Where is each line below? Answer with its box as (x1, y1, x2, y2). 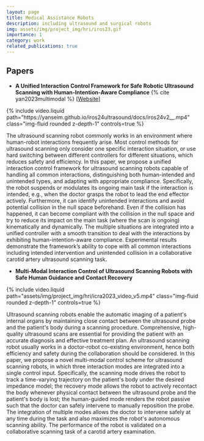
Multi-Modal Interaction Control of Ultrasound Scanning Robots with (15, 267, 192, 274)
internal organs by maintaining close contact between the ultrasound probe (6, 317, 196, 325)
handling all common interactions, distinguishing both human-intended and (6, 171, 195, 178)
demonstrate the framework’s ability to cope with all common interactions (6, 243, 191, 250)
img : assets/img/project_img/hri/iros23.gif (6, 26, 122, 32)
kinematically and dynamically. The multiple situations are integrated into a (6, 223, 194, 230)
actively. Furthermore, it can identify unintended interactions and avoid (6, 197, 184, 204)
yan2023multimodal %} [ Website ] (15, 95, 101, 102)
